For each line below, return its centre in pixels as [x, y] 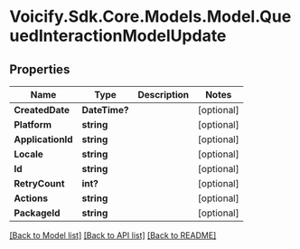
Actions [31, 198]
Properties [40, 69]
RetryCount [39, 183]
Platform [33, 124]
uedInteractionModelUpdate [118, 36]
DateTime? [105, 110]
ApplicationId [44, 139]
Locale [28, 154]
